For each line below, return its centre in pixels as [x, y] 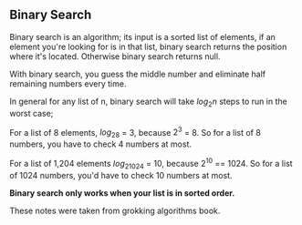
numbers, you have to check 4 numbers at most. [101, 144]
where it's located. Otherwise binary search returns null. [115, 56]
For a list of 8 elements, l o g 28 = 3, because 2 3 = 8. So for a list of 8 [135, 133]
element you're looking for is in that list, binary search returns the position [148, 46]
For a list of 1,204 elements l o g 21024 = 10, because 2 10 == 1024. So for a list [151, 164]
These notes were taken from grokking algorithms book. [115, 210]
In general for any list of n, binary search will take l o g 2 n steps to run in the [148, 102]
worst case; [31, 113]
